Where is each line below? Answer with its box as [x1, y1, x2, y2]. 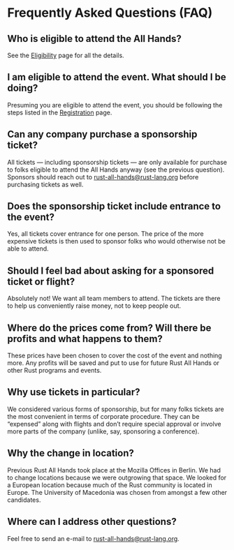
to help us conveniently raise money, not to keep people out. [7, 302, 182, 310]
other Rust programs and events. [7, 366, 102, 375]
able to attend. [7, 244, 49, 253]
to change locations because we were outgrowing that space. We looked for [7, 473, 227, 482]
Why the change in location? [7, 447, 135, 459]
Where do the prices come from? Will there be [7, 322, 212, 334]
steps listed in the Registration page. [7, 108, 112, 117]
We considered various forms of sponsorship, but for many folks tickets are [7, 405, 225, 413]
